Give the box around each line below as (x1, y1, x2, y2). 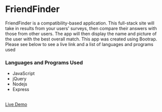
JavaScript (12, 70, 35, 76)
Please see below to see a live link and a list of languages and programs (5, 41, 153, 47)
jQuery (12, 76, 26, 82)
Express (12, 86, 29, 92)
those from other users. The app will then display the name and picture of (5, 30, 157, 36)
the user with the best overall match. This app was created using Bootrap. (5, 36, 157, 42)
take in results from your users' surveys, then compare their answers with (5, 25, 157, 31)
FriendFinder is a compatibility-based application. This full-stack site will (5, 20, 154, 26)
